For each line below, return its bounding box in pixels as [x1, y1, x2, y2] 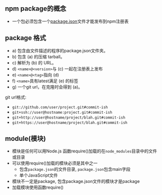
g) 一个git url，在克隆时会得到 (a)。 [12, 84, 83, 90]
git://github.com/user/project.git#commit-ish [12, 105, 108, 110]
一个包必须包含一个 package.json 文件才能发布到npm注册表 [12, 18, 129, 24]
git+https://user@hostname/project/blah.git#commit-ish [12, 120, 128, 125]
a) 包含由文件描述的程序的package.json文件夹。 [12, 47, 108, 53]
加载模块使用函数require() [12, 184, 64, 190]
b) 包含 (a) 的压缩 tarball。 [12, 54, 65, 60]
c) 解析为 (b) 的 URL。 [12, 60, 57, 65]
